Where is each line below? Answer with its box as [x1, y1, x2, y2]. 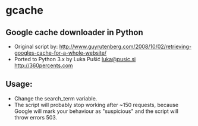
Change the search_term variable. [14, 94, 98, 102]
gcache [5, 4, 44, 17]
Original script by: [14, 43, 58, 50]
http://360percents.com [14, 62, 73, 69]
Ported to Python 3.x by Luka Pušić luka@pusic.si [14, 56, 136, 62]
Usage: [5, 79, 33, 89]
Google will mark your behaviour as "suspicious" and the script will [14, 108, 179, 115]
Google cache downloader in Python [5, 27, 143, 37]
